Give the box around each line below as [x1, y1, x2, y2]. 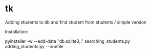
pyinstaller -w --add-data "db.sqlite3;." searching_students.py [5, 38, 130, 44]
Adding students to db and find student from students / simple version [5, 19, 147, 25]
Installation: [5, 28, 28, 34]
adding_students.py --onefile [5, 43, 64, 49]
